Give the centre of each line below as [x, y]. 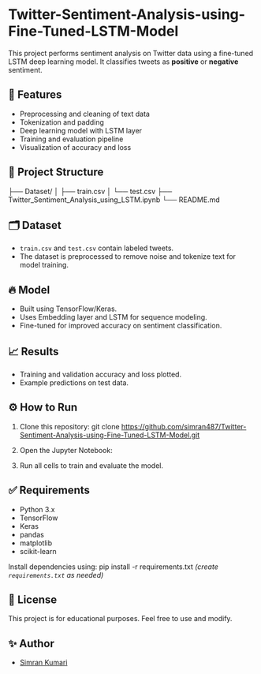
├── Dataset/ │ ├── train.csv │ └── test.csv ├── [90, 191]
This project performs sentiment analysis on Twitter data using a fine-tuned [131, 53]
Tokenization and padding [62, 122]
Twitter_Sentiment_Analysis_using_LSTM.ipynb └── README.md [114, 200]
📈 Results [34, 352]
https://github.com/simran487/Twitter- [184, 426]
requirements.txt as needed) [56, 575]
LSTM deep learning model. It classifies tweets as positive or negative [123, 62]
